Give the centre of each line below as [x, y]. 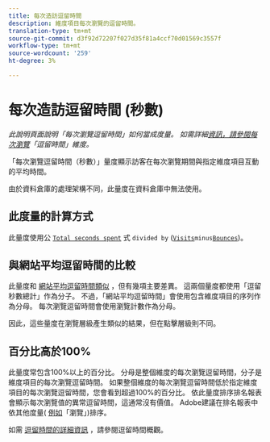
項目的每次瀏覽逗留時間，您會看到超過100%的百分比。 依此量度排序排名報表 [135, 393]
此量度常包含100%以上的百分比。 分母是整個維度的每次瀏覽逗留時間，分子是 [135, 373]
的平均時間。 [29, 171]
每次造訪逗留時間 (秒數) [86, 110]
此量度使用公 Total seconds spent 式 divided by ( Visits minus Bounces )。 [128, 237]
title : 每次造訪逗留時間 [45, 16]
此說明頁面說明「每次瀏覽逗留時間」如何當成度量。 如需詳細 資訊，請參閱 [129, 134]
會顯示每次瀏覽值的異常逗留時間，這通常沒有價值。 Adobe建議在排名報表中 [133, 402]
